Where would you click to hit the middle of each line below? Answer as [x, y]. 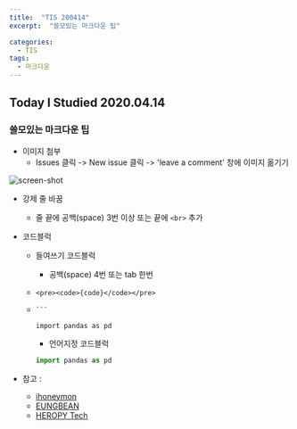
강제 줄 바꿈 [43, 198]
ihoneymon [56, 396]
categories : [31, 42]
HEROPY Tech [62, 415]
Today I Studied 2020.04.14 [87, 103]
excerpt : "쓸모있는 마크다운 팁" [65, 26]
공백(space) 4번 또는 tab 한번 [101, 274]
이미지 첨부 [41, 151]
